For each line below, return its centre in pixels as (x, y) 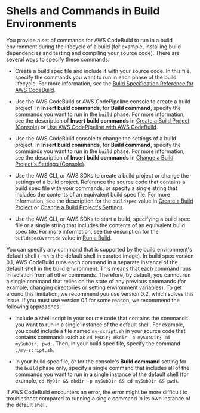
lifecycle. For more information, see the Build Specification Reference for (104, 83)
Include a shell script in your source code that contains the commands (101, 318)
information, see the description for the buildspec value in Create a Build (104, 201)
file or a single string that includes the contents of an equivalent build (100, 225)
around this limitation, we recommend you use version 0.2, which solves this (100, 293)
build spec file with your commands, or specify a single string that (96, 188)
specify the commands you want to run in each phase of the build (96, 77)
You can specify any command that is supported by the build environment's (99, 249)
